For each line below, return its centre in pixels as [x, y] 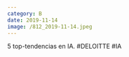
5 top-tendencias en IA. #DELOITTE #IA [64, 47]
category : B [25, 14]
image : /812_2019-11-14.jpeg [50, 26]
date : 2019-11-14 [33, 20]
